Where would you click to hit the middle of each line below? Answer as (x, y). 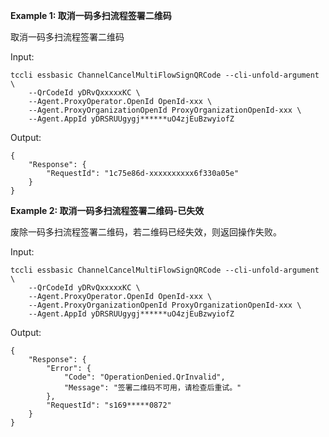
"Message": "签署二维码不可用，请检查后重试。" (152, 388)
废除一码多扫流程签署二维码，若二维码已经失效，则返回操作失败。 (146, 232)
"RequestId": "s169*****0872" (109, 405)
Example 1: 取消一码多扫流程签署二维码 (91, 15)
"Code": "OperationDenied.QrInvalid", (144, 377)
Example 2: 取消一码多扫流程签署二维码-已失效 (107, 210)
